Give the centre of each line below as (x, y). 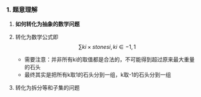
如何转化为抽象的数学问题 (47, 24)
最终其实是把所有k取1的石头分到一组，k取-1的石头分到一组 (97, 75)
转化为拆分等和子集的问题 (47, 88)
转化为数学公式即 (37, 37)
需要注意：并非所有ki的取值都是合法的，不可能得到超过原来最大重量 (109, 60)
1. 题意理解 (22, 9)
